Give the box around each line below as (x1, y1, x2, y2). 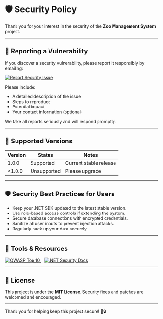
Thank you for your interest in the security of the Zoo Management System (5, 23, 156, 29)
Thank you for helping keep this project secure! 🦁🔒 (5, 308, 107, 314)
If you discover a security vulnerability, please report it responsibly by (5, 60, 145, 66)
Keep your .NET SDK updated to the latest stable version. (12, 205, 127, 211)
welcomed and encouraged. (5, 294, 62, 300)
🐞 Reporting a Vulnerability (5, 47, 88, 55)
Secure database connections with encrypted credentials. (12, 215, 128, 221)
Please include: (5, 84, 36, 90)
